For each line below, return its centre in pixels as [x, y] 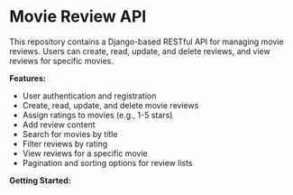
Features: [28, 78]
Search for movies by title [70, 134]
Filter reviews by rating [65, 144]
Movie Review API [78, 17]
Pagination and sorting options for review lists [107, 162]
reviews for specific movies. [62, 60]
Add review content [59, 125]
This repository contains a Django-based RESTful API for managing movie [146, 42]
